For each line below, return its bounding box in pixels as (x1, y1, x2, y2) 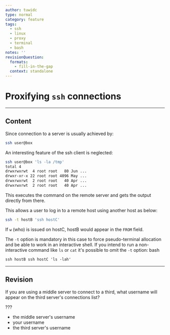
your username (12, 319, 45, 325)
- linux (10, 31, 26, 36)
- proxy (10, 36, 26, 41)
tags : (5, 21, 17, 27)
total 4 (5, 164, 22, 169)
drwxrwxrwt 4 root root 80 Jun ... (5, 169, 87, 174)
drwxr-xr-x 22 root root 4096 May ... (5, 174, 87, 179)
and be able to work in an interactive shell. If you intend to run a (5, 242, 138, 248)
